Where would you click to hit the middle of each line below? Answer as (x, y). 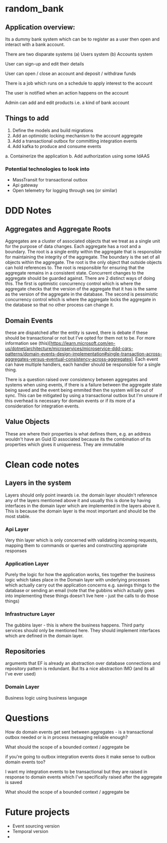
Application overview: (40, 27)
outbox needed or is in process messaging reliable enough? (67, 737)
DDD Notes (28, 211)
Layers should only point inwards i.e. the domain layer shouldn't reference (81, 495)
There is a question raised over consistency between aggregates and (76, 379)
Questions (27, 718)
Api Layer (17, 529)
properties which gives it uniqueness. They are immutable (65, 444)
